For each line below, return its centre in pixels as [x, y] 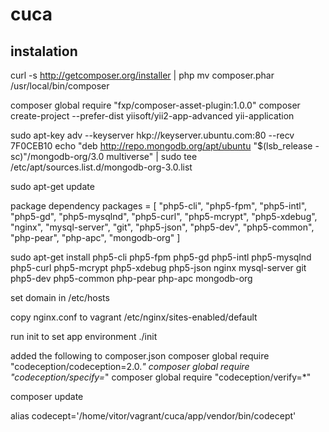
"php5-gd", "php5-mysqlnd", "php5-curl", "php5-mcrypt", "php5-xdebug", [164, 216]
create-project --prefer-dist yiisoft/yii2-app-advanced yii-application [152, 116]
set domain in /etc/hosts [60, 297]
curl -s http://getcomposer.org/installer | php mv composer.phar [142, 75]
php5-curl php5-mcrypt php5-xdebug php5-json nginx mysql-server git [158, 267]
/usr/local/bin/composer [60, 86]
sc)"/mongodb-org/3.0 [57, 156]
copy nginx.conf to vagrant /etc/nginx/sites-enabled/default [134, 317]
